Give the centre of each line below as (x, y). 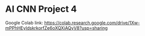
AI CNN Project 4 (41, 9)
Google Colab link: (24, 23)
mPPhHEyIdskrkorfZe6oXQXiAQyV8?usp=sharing (56, 28)
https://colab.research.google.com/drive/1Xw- (92, 23)
